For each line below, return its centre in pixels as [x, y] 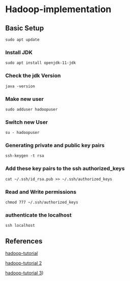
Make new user [25, 99]
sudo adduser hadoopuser [31, 109]
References [24, 241]
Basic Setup [25, 28]
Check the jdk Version [33, 76]
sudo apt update [22, 40]
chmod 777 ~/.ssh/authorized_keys [42, 202]
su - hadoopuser [22, 133]
